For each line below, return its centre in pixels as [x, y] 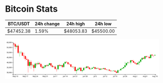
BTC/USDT [19, 24]
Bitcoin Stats [31, 9]
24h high [76, 24]
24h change [47, 24]
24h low [103, 24]
